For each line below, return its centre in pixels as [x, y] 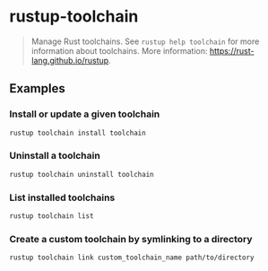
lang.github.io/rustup [70, 60]
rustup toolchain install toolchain [78, 133]
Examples [37, 88]
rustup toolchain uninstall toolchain [82, 174]
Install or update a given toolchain [85, 114]
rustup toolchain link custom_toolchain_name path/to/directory [132, 258]
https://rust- [232, 50]
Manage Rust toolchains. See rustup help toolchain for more [145, 41]
